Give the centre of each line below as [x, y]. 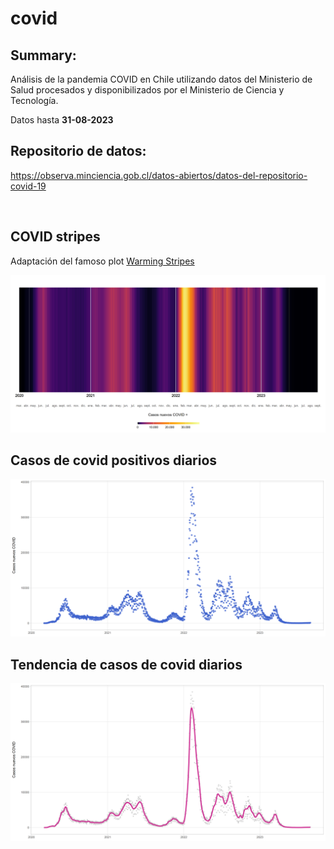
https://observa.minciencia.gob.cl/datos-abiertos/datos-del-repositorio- [159, 175]
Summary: [43, 55]
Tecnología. [34, 100]
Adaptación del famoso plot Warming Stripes [102, 261]
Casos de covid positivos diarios [114, 460]
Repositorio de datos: [78, 151]
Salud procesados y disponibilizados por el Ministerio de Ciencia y [147, 90]
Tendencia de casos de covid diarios [126, 664]
